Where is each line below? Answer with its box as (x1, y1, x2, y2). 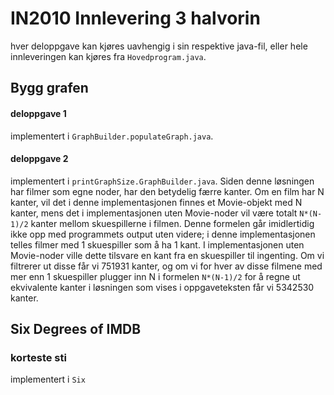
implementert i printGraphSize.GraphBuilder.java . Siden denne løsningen (10, 175, 315, 187)
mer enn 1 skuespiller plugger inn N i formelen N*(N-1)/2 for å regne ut (10, 270, 301, 282)
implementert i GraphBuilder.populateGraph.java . (10, 130, 214, 142)
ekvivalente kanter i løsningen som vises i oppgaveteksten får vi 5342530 (10, 281, 315, 293)
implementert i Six (10, 373, 86, 386)
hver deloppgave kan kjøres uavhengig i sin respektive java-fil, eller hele (10, 40, 308, 52)
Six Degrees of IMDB (10, 321, 142, 338)
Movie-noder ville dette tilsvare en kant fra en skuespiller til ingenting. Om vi (10, 249, 325, 261)
